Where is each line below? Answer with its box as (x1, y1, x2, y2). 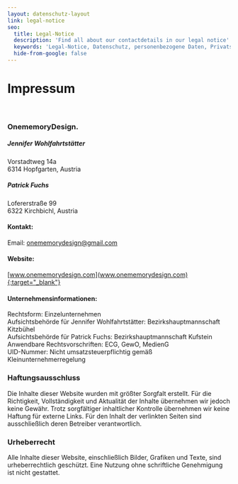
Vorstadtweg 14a (7, 157, 57, 165)
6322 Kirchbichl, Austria (7, 207, 78, 215)
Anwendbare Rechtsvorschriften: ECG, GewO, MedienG (7, 340, 169, 348)
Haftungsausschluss (7, 373, 81, 383)
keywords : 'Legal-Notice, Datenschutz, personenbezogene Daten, (13, 43, 208, 50)
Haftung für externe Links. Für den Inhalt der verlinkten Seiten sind (7, 412, 202, 420)
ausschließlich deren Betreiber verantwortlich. (7, 419, 142, 428)
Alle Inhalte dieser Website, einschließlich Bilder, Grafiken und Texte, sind (7, 453, 222, 461)
